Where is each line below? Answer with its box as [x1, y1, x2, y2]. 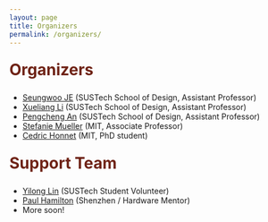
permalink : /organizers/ [9, 30, 102, 38]
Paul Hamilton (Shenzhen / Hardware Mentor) [21, 195, 190, 206]
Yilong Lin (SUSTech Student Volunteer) [21, 185, 170, 197]
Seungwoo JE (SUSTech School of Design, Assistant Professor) [21, 92, 257, 103]
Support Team [9, 153, 118, 174]
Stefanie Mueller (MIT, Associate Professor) [21, 121, 183, 132]
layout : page [9, 13, 58, 22]
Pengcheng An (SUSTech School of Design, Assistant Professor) [21, 111, 261, 122]
